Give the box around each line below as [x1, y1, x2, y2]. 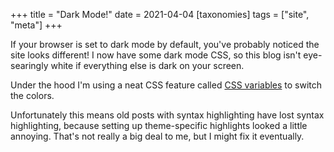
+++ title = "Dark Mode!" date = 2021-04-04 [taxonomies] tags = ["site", [10, 9, 310, 20]
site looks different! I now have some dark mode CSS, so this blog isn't [10, 49, 302, 61]
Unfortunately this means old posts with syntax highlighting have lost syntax [10, 109, 325, 121]
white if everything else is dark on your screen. [50, 60, 245, 71]
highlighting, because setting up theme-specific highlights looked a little [10, 120, 308, 131]
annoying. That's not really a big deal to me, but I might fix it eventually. [10, 130, 305, 142]
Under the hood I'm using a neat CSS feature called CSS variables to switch [10, 79, 323, 91]
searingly [10, 60, 49, 71]
